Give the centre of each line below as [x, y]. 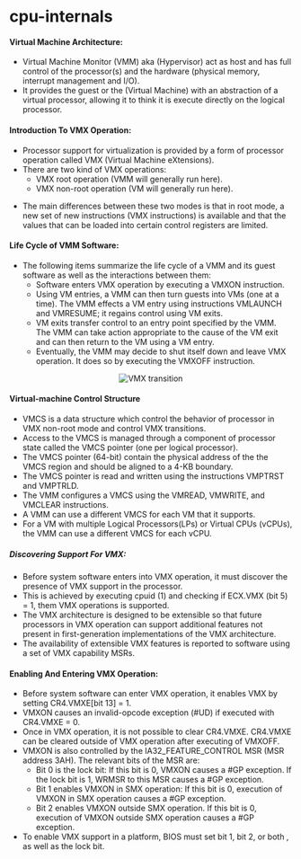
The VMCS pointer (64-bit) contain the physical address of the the [145, 457]
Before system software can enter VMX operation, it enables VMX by [150, 694]
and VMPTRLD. [50, 486]
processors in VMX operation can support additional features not [142, 624]
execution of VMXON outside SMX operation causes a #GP [145, 818]
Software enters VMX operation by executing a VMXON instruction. [160, 284]
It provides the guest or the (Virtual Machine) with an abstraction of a [150, 91]
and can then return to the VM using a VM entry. [125, 341]
